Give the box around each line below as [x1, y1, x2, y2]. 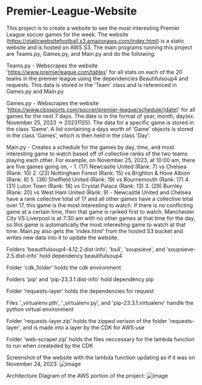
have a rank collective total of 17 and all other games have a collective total [6, 195, 194, 202]
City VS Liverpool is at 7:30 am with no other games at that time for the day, [6, 214, 196, 222]
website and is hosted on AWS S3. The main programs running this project [6, 44, 192, 51]
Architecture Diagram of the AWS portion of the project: [6, 372, 146, 379]
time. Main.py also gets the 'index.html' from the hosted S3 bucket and [6, 227, 183, 234]
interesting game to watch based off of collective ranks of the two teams [6, 150, 188, 157]
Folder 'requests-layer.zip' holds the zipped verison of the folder [6, 317, 167, 324]
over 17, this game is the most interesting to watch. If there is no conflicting [6, 202, 193, 209]
